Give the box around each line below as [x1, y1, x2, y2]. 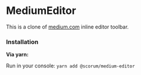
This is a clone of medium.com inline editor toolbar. [6, 23, 129, 30]
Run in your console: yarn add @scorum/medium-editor [6, 62, 135, 69]
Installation [6, 38, 39, 46]
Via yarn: [6, 51, 29, 58]
